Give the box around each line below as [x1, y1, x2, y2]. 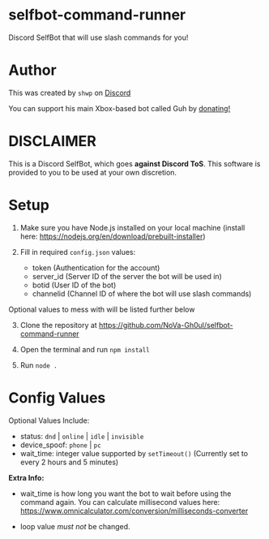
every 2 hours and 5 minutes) [19, 457, 119, 467]
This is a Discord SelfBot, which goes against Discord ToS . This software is [8, 158, 261, 168]
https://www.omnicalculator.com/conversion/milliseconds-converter [19, 506, 249, 515]
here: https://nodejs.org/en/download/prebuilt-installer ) [19, 231, 206, 241]
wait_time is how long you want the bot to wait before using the [19, 489, 232, 498]
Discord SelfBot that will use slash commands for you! [8, 32, 189, 42]
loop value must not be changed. [19, 521, 131, 531]
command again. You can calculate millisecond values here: [19, 497, 220, 507]
